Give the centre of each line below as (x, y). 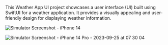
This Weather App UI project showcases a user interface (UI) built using (81, 7)
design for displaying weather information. (67, 18)
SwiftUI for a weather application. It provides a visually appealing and (78, 13)
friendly (13, 18)
